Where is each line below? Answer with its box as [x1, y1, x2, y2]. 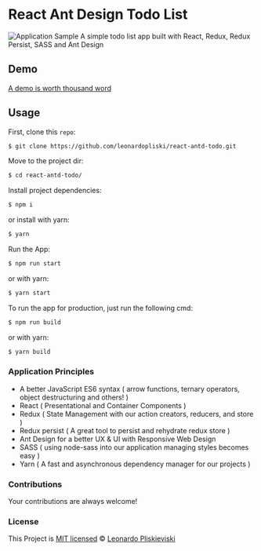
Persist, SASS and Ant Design [8, 39, 104, 49]
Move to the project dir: [8, 156, 84, 166]
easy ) [19, 451, 41, 460]
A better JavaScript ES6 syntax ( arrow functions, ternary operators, [19, 384, 241, 393]
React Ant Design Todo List [8, 5, 188, 24]
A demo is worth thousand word [8, 83, 112, 93]
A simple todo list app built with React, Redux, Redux [80, 31, 251, 41]
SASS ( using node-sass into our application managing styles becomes [19, 442, 249, 452]
